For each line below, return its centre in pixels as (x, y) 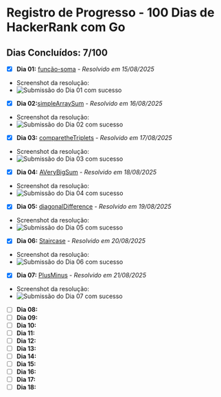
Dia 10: (26, 325)
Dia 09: (27, 317)
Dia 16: (26, 372)
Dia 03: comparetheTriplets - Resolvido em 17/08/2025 (94, 138)
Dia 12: (26, 341)
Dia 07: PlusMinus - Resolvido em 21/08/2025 (81, 275)
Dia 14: (26, 356)
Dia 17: (26, 379)
